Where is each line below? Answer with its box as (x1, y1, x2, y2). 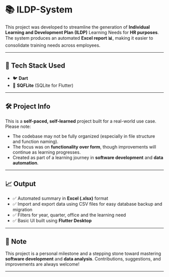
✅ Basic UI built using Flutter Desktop (12, 218, 92, 224)
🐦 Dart (12, 75, 29, 81)
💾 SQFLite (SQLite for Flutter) (12, 82, 74, 88)
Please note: (5, 123, 31, 129)
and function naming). (12, 138, 59, 145)
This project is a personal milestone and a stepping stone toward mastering (5, 250, 161, 256)
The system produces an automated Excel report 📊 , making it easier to (5, 35, 153, 41)
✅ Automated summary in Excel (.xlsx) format (12, 195, 108, 201)
